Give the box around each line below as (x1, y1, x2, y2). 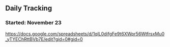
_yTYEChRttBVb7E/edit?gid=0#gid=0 (5, 36, 83, 42)
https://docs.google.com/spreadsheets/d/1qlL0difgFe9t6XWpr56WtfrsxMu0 (5, 30, 165, 37)
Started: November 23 (5, 19, 62, 26)
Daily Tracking (5, 4, 52, 13)
